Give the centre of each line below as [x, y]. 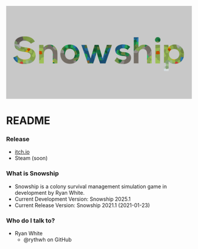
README [28, 121]
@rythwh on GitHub [47, 240]
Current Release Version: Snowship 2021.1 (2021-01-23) [82, 205]
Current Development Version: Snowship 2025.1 [72, 199]
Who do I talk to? [31, 220]
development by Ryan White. [49, 192]
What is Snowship [32, 173]
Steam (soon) [31, 158]
